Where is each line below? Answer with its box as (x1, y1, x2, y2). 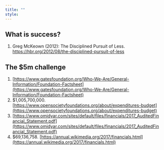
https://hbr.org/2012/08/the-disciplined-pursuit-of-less (12, 49, 124, 54)
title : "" (5, 7, 26, 12)
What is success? (5, 30, 61, 39)
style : (5, 12, 19, 17)
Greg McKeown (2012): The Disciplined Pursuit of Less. (12, 43, 125, 50)
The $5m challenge (5, 63, 66, 71)
